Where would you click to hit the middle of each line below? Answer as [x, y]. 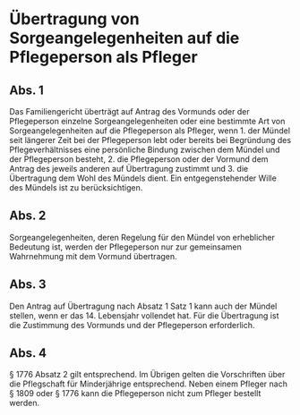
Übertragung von [75, 19]
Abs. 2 [28, 216]
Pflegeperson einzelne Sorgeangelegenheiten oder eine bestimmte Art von [147, 121]
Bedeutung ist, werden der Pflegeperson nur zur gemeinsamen [125, 247]
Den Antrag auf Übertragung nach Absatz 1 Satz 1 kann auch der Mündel [143, 306]
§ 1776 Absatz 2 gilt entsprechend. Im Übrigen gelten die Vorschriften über [147, 375]
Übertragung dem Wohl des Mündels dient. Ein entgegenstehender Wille [143, 178]
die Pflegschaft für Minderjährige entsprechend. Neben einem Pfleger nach [149, 384]
